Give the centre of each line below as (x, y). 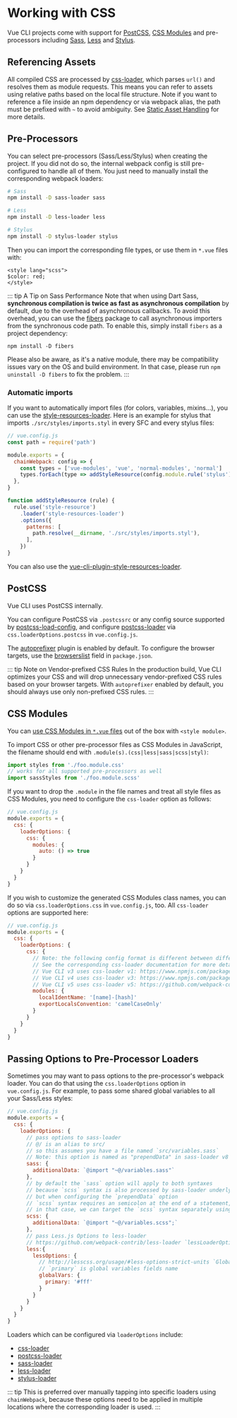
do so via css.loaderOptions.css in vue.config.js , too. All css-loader (108, 905)
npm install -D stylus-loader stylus (63, 236)
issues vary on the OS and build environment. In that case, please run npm (114, 366)
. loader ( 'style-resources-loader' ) (72, 514)
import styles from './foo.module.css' (66, 765)
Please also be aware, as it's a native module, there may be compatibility (113, 359)
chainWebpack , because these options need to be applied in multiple (105, 1400)
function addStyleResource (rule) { (61, 501)
